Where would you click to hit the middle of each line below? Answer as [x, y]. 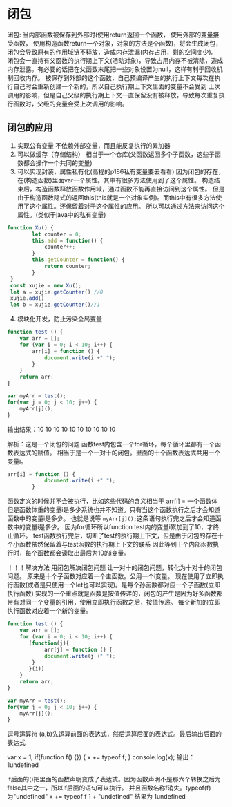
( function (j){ [49, 643]
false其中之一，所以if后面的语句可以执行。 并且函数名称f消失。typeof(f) [109, 788]
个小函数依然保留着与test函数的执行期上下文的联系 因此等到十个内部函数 [110, 544]
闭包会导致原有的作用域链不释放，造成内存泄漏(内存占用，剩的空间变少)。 [112, 52]
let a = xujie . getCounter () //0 [57, 292]
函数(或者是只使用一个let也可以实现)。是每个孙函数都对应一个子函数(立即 [117, 585]
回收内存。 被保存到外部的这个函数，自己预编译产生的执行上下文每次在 [114, 77]
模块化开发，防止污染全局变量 [59, 319]
